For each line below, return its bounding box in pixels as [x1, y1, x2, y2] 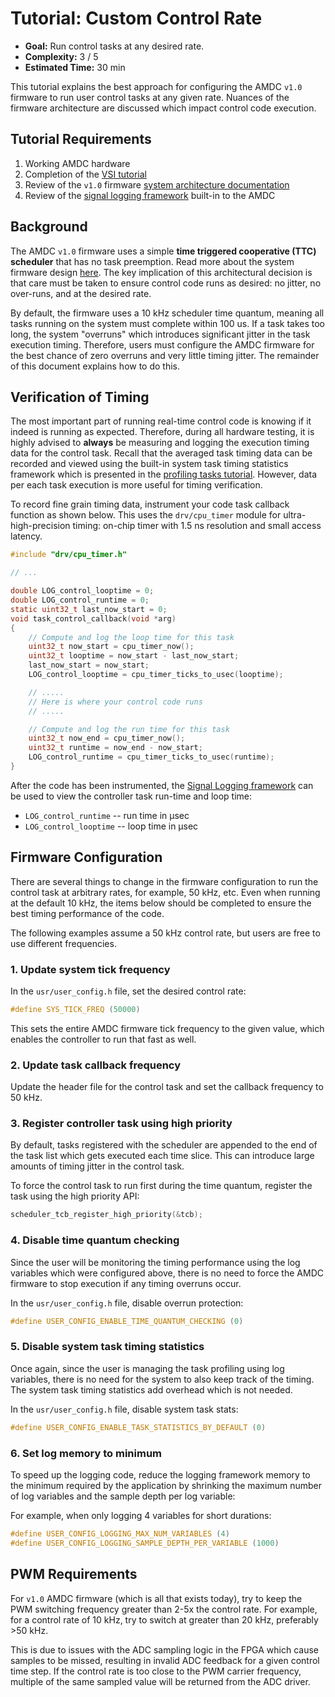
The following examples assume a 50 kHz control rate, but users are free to [10, 927, 321, 939]
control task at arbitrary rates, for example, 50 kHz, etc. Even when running [10, 886, 321, 898]
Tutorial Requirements [10, 131, 152, 148]
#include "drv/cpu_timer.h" [10, 550, 128, 560]
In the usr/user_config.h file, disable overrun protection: [10, 1297, 244, 1309]
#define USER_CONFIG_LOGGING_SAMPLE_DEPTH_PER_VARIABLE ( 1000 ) [10, 1538, 280, 1548]
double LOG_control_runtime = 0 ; [10, 595, 150, 605]
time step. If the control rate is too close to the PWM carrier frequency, [10, 1665, 302, 1677]
